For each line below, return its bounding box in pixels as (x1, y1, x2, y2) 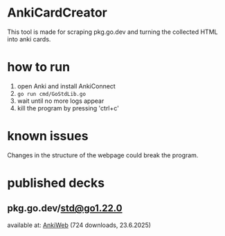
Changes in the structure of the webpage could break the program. (7, 150, 199, 159)
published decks (7, 175, 105, 190)
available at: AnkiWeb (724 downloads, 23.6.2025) (7, 221, 151, 229)
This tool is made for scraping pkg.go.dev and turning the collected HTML (7, 28, 218, 36)
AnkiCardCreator (7, 5, 107, 21)
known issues (7, 128, 89, 144)
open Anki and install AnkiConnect (17, 81, 116, 90)
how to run (7, 59, 71, 75)
